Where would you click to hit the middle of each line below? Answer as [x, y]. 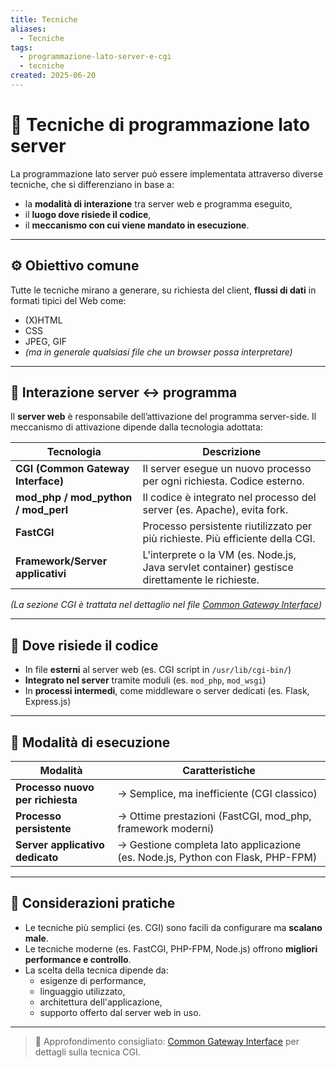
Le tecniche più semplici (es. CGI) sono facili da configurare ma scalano [173, 927]
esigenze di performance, [93, 980]
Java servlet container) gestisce [218, 568]
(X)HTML [43, 320]
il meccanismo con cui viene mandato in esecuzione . [137, 225]
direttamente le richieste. [201, 580]
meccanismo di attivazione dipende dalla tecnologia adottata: [136, 427]
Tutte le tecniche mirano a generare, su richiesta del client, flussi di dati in [163, 290]
